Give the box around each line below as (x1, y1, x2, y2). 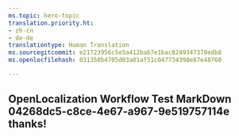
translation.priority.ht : (8, 19, 94, 27)
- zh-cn (8, 26, 34, 34)
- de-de (8, 33, 34, 42)
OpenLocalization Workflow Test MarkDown (8, 92, 232, 106)
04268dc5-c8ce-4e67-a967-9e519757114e (8, 105, 230, 119)
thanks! (8, 117, 48, 131)
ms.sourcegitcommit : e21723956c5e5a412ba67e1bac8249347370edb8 (8, 49, 222, 56)
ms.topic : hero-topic (8, 11, 80, 20)
